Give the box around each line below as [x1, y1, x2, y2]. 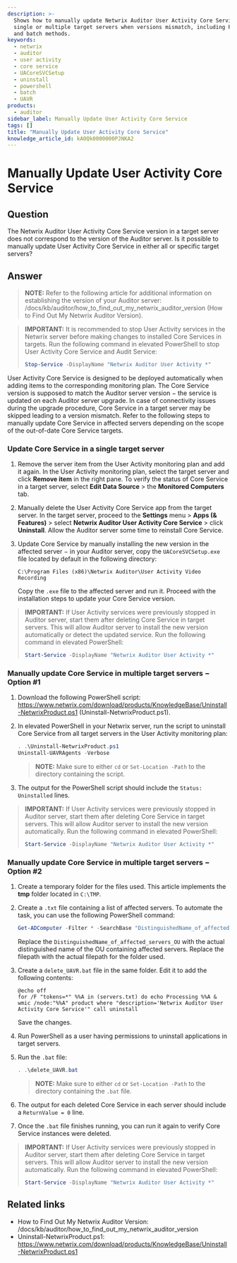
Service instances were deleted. [17, 1130, 111, 1138]
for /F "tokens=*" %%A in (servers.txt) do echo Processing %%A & [17, 993, 217, 1001]
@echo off [17, 987, 47, 995]
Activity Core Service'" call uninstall [17, 1006, 138, 1013]
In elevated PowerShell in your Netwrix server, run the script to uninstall [17, 722, 226, 730]
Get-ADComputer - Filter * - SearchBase [17, 925, 132, 932]
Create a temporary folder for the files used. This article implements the [17, 883, 226, 891]
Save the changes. [17, 1018, 72, 1027]
